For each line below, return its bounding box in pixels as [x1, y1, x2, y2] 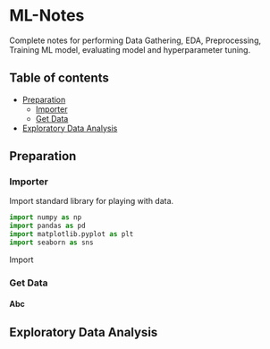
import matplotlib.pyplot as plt [9, 230, 134, 239]
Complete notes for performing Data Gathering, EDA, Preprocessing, [9, 35, 262, 46]
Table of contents [9, 71, 109, 86]
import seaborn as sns [9, 238, 94, 247]
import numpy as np [9, 213, 82, 222]
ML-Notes [9, 5, 85, 26]
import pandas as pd [9, 221, 87, 231]
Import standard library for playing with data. [9, 196, 174, 207]
